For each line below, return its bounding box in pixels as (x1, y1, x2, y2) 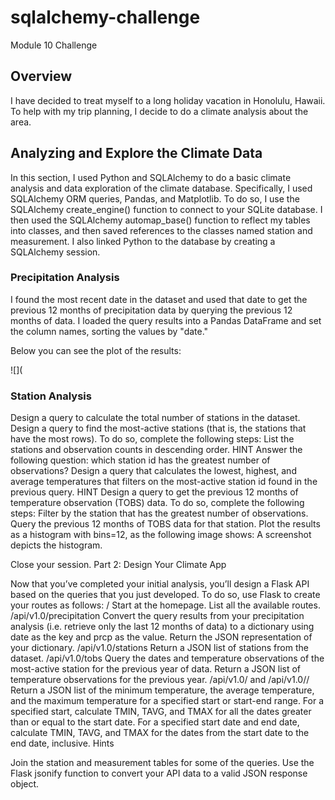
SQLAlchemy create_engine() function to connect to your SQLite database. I (10, 203, 323, 215)
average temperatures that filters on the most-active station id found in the (10, 476, 318, 488)
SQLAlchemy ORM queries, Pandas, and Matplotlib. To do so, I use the (10, 192, 300, 205)
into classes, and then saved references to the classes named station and (10, 224, 313, 236)
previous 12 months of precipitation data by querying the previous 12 (10, 304, 293, 316)
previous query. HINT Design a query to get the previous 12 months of (10, 486, 299, 498)
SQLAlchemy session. (10, 246, 101, 258)
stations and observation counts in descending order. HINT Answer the (10, 444, 303, 456)
